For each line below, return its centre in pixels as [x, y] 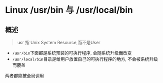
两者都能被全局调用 [25, 76]
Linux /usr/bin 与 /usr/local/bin [69, 10]
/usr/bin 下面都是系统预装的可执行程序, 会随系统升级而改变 [72, 53]
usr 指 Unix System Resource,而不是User [59, 42]
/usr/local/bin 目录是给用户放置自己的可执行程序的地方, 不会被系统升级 [85, 59]
